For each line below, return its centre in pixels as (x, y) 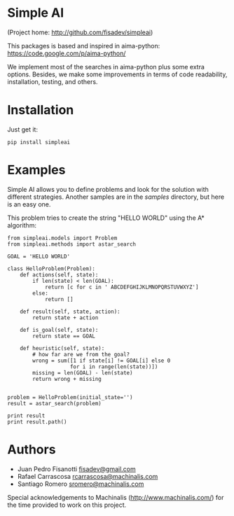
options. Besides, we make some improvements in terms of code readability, (117, 74)
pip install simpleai (39, 142)
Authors (32, 449)
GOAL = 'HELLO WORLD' (39, 256)
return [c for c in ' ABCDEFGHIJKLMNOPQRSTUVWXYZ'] (122, 287)
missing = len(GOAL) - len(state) (83, 372)
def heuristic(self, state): (62, 348)
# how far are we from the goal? (81, 354)
